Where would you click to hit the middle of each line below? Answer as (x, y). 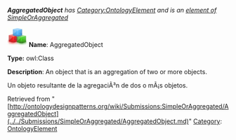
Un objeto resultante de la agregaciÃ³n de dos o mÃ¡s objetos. (98, 85)
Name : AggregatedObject (66, 44)
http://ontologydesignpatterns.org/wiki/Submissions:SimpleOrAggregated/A (119, 106)
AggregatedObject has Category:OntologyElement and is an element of (112, 10)
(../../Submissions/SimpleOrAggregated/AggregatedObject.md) (98, 121)
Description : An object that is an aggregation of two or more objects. (107, 72)
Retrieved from (29, 99)
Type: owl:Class (31, 58)
